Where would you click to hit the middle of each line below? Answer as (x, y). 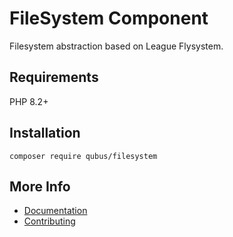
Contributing (49, 221)
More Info (40, 186)
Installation (45, 133)
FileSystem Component (109, 18)
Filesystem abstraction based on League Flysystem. (116, 46)
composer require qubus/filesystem (83, 156)
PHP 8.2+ (29, 101)
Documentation (55, 211)
